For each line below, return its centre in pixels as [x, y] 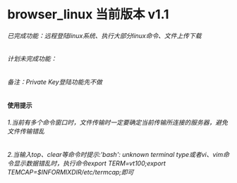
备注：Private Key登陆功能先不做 [55, 82]
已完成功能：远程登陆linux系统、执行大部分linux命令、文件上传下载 [104, 35]
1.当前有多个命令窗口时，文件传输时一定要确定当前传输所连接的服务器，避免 [117, 122]
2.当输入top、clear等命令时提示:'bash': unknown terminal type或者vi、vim [115, 154]
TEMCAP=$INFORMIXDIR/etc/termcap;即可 [71, 172]
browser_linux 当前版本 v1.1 [88, 14]
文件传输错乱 [26, 132]
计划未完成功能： [32, 59]
